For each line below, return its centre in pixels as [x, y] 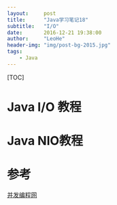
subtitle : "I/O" [33, 26]
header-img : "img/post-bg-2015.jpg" [59, 45]
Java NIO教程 [45, 141]
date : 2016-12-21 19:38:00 [54, 32]
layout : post [32, 13]
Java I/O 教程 [44, 107]
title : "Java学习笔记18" [48, 20]
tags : [15, 52]
